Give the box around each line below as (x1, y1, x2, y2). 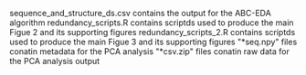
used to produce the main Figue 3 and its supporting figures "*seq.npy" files (9, 36, 298, 47)
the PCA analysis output (9, 56, 100, 66)
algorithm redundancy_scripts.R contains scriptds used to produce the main (9, 17, 294, 28)
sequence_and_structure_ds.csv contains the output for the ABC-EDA (9, 8, 271, 18)
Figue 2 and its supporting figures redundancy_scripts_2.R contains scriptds (9, 27, 296, 37)
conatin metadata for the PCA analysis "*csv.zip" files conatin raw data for (9, 46, 290, 57)
